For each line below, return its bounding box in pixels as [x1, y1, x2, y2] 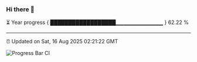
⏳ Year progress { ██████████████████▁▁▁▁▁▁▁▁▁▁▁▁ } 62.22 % [6, 19, 189, 26]
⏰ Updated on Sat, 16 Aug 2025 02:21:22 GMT [6, 38, 118, 45]
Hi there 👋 [6, 5, 35, 13]
